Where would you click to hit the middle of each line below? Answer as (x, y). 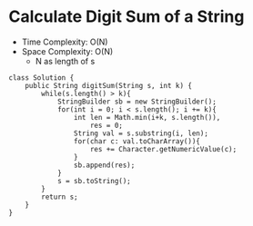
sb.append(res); (104, 165)
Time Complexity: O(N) (65, 42)
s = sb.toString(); (94, 181)
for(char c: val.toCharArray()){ (137, 141)
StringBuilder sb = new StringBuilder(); (137, 102)
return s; (60, 197)
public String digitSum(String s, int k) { (109, 85)
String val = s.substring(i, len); (141, 133)
